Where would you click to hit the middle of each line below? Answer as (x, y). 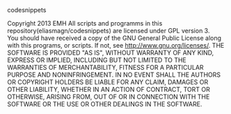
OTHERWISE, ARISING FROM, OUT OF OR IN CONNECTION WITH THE (109, 97)
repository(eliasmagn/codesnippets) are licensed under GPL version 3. (109, 31)
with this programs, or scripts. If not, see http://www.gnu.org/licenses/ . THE (116, 45)
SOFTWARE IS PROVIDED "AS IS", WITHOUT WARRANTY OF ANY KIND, (111, 53)
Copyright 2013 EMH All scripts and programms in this (85, 23)
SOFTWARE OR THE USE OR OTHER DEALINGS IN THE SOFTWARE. (105, 104)
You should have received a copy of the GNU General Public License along (114, 38)
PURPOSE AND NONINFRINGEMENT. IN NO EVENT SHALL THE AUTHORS (114, 75)
